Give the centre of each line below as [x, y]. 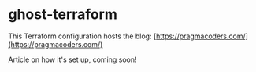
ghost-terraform [63, 14]
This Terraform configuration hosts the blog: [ [82, 36]
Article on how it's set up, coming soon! [72, 59]
